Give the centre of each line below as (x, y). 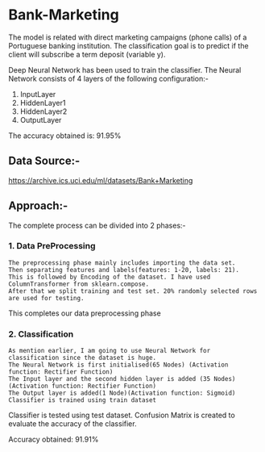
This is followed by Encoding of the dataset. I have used (110, 277)
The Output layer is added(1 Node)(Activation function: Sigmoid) (122, 393)
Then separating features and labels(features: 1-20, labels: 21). (124, 270)
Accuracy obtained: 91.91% (54, 439)
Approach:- (38, 206)
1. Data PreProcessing (52, 246)
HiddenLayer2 (43, 111)
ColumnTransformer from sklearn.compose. (79, 284)
